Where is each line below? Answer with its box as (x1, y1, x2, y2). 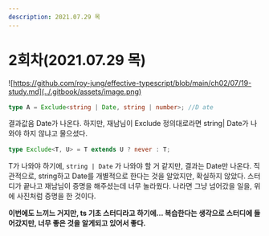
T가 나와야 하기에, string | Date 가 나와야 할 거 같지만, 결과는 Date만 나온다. (8, 161, 252, 171)
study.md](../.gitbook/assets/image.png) (8, 87, 142, 96)
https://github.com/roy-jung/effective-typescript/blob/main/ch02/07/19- (13, 78, 252, 87)
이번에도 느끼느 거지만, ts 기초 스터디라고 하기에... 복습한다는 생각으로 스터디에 (8, 209, 253, 218)
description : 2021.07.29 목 (8, 13, 100, 21)
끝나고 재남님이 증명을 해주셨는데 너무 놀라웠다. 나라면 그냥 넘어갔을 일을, (22, 181, 253, 191)
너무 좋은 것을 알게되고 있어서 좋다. (38, 218, 146, 228)
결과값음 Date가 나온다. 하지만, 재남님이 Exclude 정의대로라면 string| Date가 (8, 119, 249, 128)
